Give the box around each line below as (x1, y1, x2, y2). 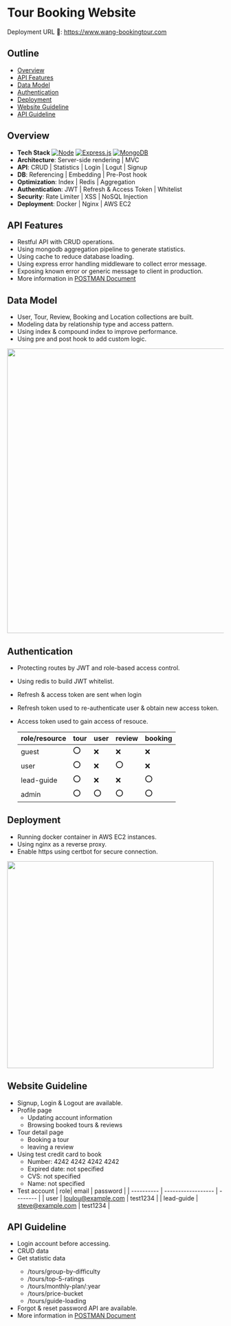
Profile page (16, 1106, 52, 1114)
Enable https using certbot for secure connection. (16, 847, 158, 855)
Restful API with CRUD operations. (16, 238, 115, 246)
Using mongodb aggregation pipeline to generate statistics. (16, 245, 186, 253)
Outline (7, 48, 39, 59)
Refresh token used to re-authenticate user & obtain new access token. (16, 704, 219, 712)
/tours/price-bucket (27, 1289, 84, 1298)
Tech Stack (16, 148, 50, 157)
